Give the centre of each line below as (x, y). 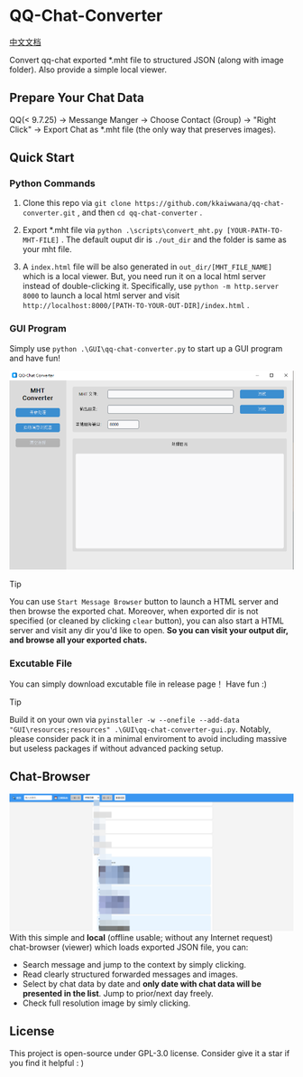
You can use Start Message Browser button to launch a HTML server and (144, 601)
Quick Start (42, 158)
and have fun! (35, 358)
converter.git (49, 213)
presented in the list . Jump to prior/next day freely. (118, 993)
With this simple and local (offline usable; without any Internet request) (141, 937)
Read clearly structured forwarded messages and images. (130, 974)
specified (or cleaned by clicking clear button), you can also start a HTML (147, 621)
